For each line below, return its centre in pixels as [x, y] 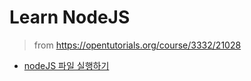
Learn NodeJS [70, 17]
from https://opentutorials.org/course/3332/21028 [137, 45]
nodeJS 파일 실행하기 [66, 65]
